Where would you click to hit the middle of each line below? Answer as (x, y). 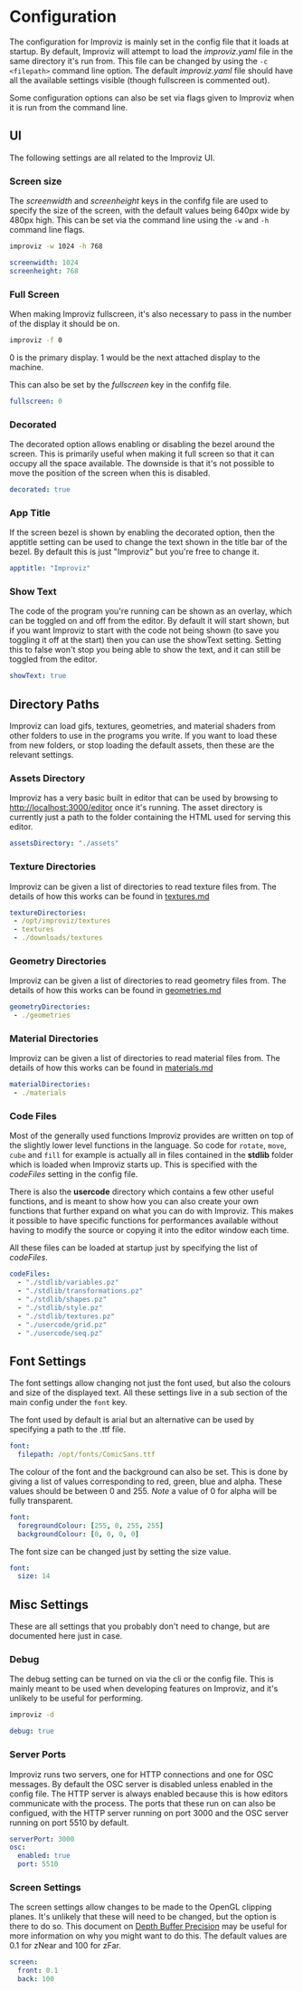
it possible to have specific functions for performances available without (144, 1220)
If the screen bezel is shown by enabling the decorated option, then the (142, 532)
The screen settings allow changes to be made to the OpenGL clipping (141, 1907)
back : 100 (36, 1979)
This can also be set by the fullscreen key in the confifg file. (121, 384)
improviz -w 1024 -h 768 (56, 246)
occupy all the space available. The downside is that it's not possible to (142, 464)
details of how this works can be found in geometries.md (115, 991)
